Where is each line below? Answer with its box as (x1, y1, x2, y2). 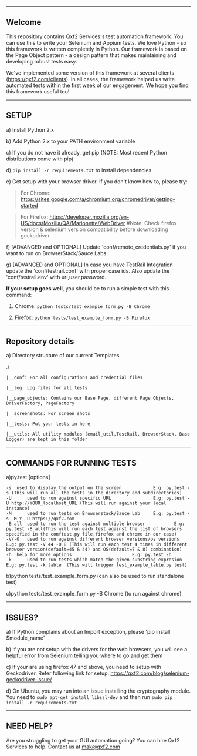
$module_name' (6, 634, 45, 641)
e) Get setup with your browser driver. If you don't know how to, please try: (6, 178, 188, 185)
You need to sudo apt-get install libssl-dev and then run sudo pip (6, 694, 173, 701)
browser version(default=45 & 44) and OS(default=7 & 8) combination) (6, 547, 182, 553)
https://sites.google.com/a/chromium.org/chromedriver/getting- (20, 195, 175, 203)
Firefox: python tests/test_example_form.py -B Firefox (14, 314, 151, 321)
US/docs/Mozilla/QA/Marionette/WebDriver (20, 219, 125, 226)
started (20, 202, 38, 209)
